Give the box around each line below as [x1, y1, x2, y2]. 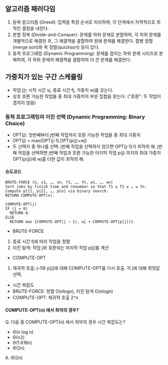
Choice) [5, 120, 25, 127]
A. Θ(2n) [5, 355, 23, 361]
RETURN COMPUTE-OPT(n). [5, 193, 55, 198]
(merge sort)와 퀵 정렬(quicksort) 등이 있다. [12, 44, 100, 50]
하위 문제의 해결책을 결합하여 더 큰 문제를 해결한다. [32, 57, 132, 63]
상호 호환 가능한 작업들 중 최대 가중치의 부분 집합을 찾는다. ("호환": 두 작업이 [12, 93, 161, 99]
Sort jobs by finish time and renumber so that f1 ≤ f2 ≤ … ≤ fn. [5, 185, 147, 190]
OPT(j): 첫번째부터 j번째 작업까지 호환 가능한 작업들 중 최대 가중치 [12, 132, 141, 138]
